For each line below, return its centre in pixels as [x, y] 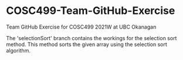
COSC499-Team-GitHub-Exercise [91, 11]
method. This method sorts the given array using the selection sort [87, 44]
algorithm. [18, 50]
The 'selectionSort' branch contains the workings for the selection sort [91, 38]
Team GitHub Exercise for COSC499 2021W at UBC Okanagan [81, 27]
